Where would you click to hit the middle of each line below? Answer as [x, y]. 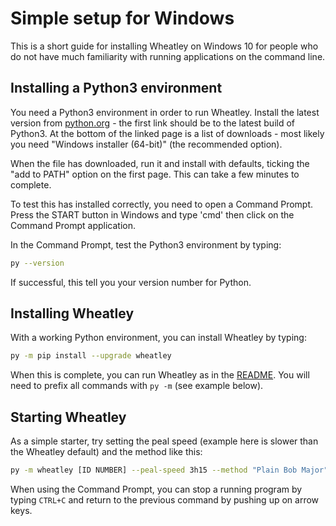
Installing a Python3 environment [116, 88]
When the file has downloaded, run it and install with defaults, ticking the [160, 163]
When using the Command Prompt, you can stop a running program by [156, 489]
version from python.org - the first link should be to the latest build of [153, 123]
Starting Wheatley [68, 417]
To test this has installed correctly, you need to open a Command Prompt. [162, 204]
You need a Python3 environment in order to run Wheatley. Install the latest [165, 112]
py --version [37, 263]
